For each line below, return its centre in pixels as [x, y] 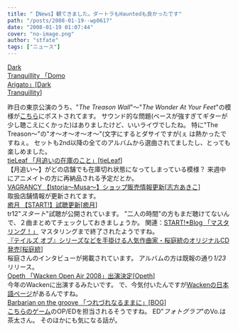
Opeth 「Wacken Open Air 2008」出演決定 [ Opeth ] [81, 276]
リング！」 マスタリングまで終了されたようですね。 [83, 231]
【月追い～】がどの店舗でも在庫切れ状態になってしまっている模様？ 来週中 [117, 169]
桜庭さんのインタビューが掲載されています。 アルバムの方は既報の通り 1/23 [117, 258]
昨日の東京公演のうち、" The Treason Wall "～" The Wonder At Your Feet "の [116, 107]
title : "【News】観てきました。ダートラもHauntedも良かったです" [95, 14]
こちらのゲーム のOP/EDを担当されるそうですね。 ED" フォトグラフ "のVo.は [117, 311]
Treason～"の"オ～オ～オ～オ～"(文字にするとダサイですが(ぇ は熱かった [114, 134]
